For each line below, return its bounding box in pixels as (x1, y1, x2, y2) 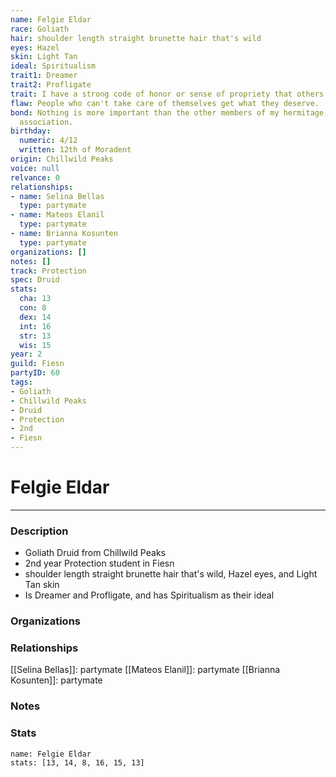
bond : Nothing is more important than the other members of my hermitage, (10, 107, 329, 118)
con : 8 (19, 303, 47, 313)
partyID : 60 (10, 368, 60, 378)
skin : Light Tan (10, 52, 78, 62)
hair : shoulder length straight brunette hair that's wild (10, 33, 262, 43)
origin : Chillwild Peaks (10, 154, 114, 164)
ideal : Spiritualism (10, 61, 97, 71)
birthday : (10, 126, 52, 136)
